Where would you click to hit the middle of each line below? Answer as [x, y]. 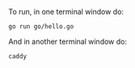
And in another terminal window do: [68, 41]
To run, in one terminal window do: [66, 12]
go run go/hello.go [41, 27]
